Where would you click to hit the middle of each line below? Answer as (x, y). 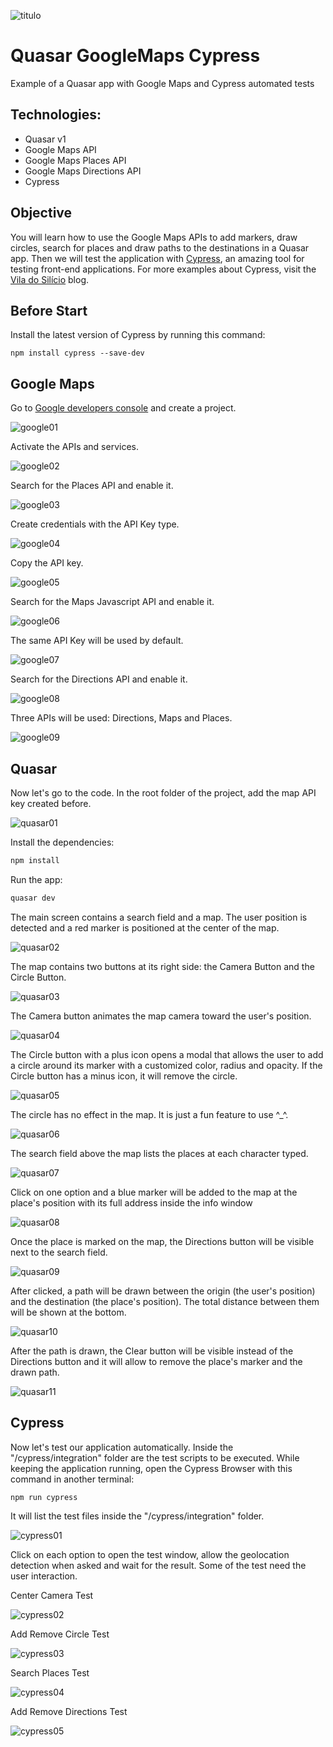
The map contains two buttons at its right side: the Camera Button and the (162, 966)
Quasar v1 (45, 139)
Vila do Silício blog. (50, 279)
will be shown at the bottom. (68, 1312)
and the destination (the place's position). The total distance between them (165, 1301)
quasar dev (33, 898)
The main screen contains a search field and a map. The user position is (159, 917)
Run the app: (36, 879)
